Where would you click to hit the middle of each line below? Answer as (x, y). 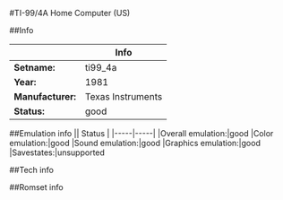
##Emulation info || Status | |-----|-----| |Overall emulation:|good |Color (141, 133)
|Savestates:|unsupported (57, 152)
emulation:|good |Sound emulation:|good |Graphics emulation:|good (135, 143)
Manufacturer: (45, 96)
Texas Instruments (124, 96)
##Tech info (31, 170)
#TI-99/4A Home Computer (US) (70, 13)
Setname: (34, 68)
